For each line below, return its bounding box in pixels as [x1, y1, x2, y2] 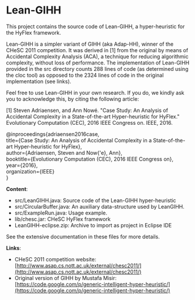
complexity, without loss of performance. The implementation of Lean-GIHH [6, 59, 190, 66]
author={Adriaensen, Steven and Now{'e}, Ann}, [6, 149, 123, 156]
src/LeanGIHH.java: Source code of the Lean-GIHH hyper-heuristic [14, 197, 177, 204]
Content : [6, 185, 28, 192]
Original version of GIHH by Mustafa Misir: [14, 274, 117, 281]
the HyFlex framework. [6, 29, 61, 36]
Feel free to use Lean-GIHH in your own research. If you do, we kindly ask [6, 89, 184, 96]
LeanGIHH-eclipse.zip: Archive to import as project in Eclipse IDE [14, 221, 172, 229]
